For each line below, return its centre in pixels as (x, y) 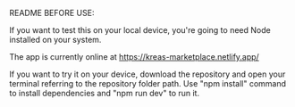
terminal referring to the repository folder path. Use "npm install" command (148, 83)
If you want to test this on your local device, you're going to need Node (140, 30)
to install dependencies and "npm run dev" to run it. (104, 93)
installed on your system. (55, 40)
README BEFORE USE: (52, 13)
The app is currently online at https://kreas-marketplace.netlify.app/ (134, 57)
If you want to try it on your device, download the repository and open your (147, 74)
